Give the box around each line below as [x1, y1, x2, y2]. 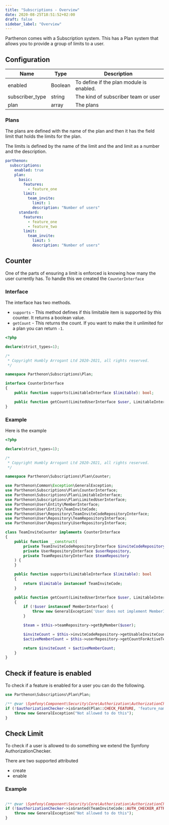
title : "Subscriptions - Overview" [5, 7, 80, 13]
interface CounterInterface [5, 381, 64, 386]
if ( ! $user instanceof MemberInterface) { [23, 604, 114, 610]
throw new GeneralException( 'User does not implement [32, 609, 147, 614]
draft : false [5, 17, 33, 22]
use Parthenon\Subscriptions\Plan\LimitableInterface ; [5, 492, 123, 498]
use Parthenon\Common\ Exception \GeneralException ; [5, 483, 114, 488]
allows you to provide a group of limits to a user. [5, 41, 105, 47]
